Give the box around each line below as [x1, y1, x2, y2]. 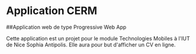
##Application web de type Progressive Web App [6, 23, 127, 31]
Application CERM [6, 4, 98, 18]
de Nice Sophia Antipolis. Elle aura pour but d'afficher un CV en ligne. [6, 41, 176, 48]
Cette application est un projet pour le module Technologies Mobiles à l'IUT [6, 35, 191, 42]
